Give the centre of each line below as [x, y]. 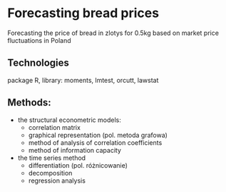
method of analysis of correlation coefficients [95, 142]
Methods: [29, 102]
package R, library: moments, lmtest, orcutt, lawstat [83, 80]
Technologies [38, 63]
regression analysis [57, 181]
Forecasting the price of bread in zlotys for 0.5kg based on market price [113, 33]
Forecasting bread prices [83, 13]
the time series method [52, 158]
